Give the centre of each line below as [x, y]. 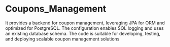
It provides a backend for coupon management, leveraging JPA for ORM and [85, 23]
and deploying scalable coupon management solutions [62, 39]
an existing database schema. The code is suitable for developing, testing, [83, 33]
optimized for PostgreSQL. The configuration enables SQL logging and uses [84, 28]
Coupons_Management [56, 9]
